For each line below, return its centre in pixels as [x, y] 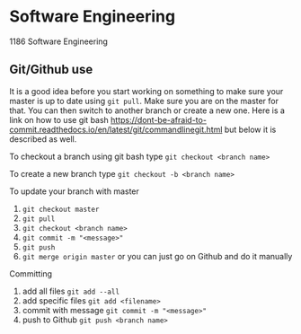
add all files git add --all [71, 291]
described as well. [43, 139]
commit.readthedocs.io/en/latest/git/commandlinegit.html [116, 129]
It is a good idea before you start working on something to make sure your [146, 91]
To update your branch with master [74, 191]
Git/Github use [51, 70]
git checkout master [61, 209]
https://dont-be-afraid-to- [159, 119]
